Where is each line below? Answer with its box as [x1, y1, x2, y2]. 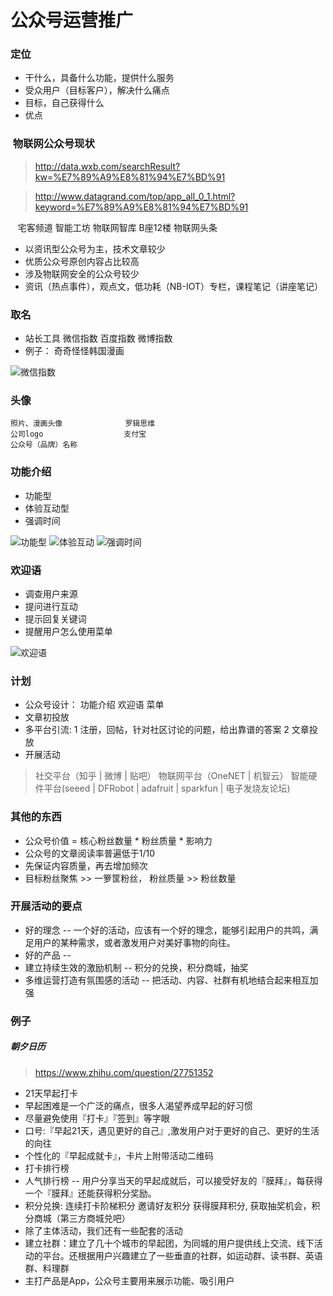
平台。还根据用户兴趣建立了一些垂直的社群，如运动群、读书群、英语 [42, 1249, 323, 1261]
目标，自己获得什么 [24, 97, 105, 109]
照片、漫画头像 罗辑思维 [10, 419, 156, 429]
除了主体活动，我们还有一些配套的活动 [24, 1224, 183, 1236]
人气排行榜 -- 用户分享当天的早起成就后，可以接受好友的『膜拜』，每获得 [24, 1174, 323, 1186]
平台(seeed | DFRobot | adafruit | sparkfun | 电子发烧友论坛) [43, 782, 291, 795]
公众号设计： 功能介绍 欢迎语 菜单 [24, 699, 165, 711]
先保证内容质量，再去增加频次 [24, 859, 148, 871]
